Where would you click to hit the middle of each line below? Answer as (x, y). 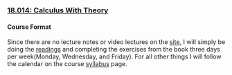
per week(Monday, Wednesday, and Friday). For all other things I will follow (114, 56)
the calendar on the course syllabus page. (67, 64)
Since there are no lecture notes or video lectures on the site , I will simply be (116, 42)
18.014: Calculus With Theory (58, 10)
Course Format (29, 27)
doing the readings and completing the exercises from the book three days (114, 50)
